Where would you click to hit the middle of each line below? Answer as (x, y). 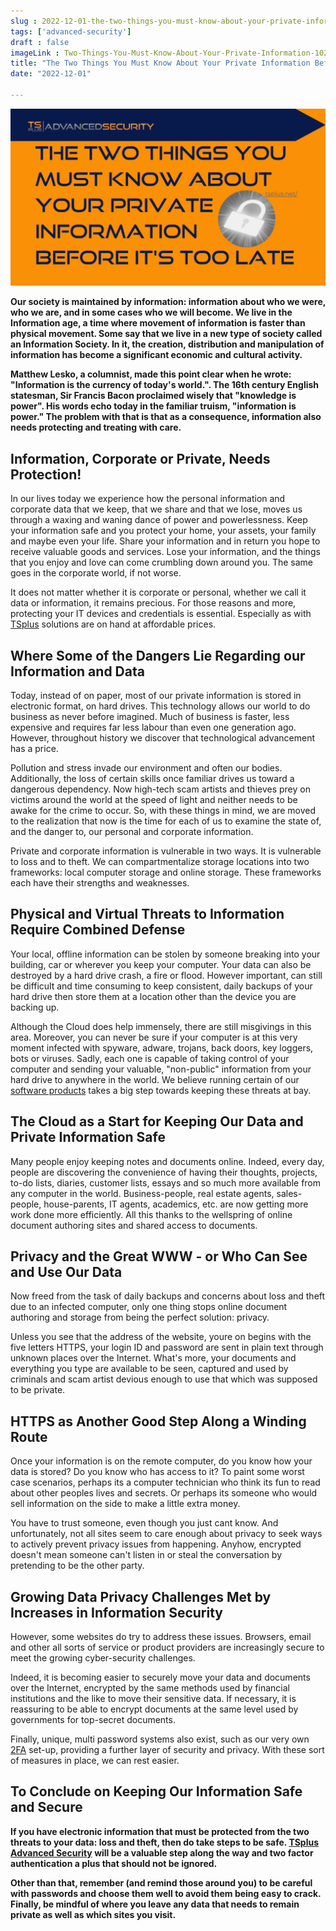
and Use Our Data (66, 1272)
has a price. (34, 748)
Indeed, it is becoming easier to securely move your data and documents (160, 1677)
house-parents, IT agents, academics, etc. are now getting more (176, 1204)
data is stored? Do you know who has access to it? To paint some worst (157, 1472)
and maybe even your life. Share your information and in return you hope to (165, 541)
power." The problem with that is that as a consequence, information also (166, 417)
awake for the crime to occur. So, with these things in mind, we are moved (163, 810)
